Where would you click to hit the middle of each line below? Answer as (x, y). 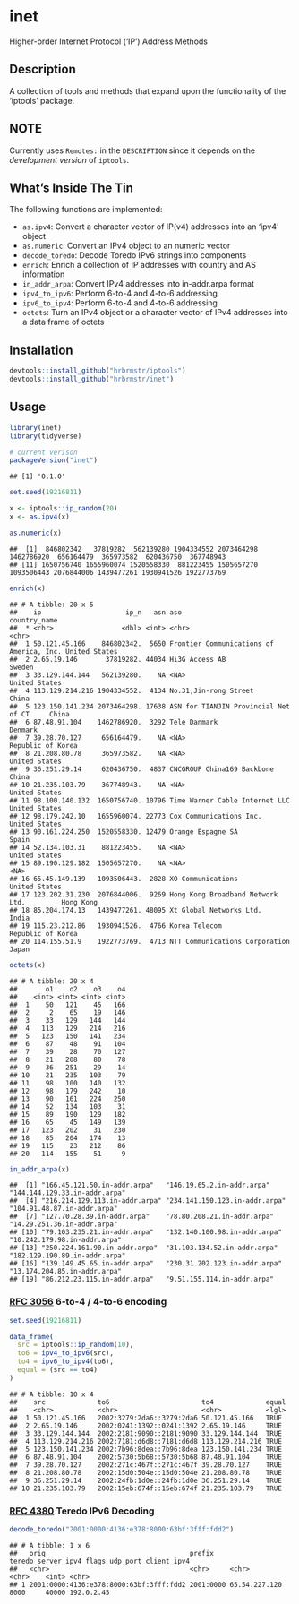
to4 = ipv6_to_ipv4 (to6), (66, 1362)
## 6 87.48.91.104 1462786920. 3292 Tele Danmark (114, 722)
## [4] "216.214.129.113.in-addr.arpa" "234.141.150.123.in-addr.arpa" (148, 1201)
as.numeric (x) (36, 533)
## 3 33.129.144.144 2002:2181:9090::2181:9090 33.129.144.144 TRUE (145, 1433)
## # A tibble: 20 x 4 (51, 981)
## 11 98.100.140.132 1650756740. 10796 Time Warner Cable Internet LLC (150, 800)
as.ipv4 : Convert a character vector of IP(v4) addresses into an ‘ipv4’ (150, 227)
